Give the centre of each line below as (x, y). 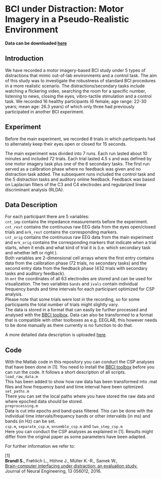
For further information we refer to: (40, 446)
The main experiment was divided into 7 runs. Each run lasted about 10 (76, 153)
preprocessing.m (21, 406)
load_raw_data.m (21, 377)
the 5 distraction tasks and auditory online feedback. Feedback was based (80, 179)
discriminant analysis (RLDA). (35, 190)
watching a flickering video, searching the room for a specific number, (76, 91)
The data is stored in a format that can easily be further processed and (76, 310)
